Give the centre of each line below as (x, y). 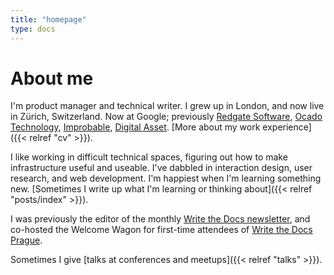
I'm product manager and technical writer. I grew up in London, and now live (167, 106)
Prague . (26, 240)
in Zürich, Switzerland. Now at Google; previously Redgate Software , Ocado (166, 117)
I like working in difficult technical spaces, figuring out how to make (149, 157)
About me (52, 78)
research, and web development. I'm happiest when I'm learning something (166, 178)
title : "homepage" (48, 19)
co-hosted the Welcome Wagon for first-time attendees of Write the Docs (161, 230)
